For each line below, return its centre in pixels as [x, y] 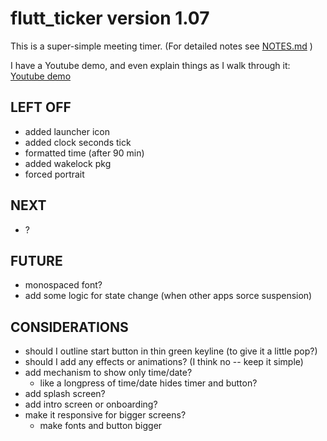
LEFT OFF [41, 107]
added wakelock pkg [68, 163]
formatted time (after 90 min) [84, 153]
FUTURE [36, 260]
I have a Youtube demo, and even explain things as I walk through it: [150, 65]
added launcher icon [67, 131]
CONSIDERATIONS [69, 327]
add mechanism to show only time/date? [108, 373]
